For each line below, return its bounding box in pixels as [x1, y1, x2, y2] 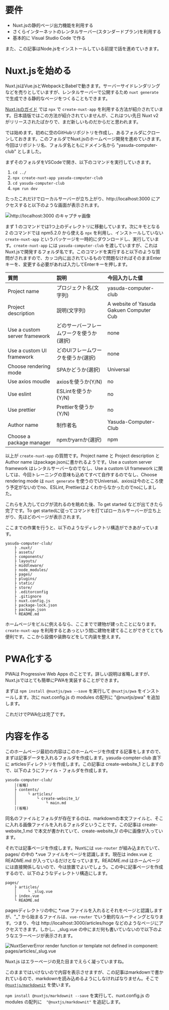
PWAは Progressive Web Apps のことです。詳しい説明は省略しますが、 [5, 670, 152, 677]
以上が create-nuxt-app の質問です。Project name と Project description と [5, 453, 160, 459]
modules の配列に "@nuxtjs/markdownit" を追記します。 [5, 998, 123, 1004]
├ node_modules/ [14, 567, 49, 573]
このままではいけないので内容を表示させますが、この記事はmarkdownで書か [5, 969, 164, 975]
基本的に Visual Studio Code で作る [12, 35, 86, 41]
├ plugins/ [14, 576, 37, 581]
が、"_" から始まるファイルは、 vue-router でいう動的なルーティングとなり [5, 914, 159, 920]
